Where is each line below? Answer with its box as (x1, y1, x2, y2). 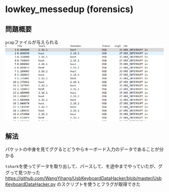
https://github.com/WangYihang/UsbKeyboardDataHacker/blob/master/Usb (5, 175, 162, 181)
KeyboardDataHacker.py (5, 181, 56, 187)
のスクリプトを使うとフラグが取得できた (57, 181, 141, 187)
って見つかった (9, 169, 41, 175)
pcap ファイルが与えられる (5, 39, 59, 45)
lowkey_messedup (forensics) (5, 4, 134, 15)
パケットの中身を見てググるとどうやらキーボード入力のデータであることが (5, 146, 159, 152)
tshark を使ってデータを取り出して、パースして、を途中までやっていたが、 (5, 163, 158, 169)
